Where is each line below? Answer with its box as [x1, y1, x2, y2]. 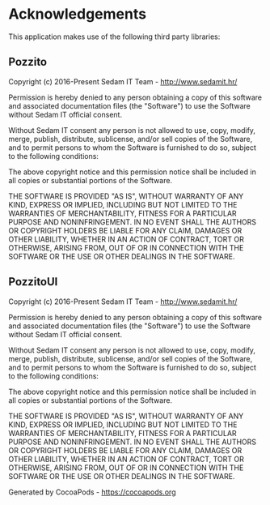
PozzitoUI [8, 275, 58, 289]
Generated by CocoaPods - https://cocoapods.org [8, 487, 176, 497]
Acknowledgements [8, 5, 147, 24]
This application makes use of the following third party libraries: [8, 32, 221, 41]
